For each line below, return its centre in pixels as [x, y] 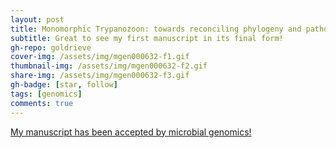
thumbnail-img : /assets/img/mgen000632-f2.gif [109, 66]
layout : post [37, 19]
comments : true [42, 103]
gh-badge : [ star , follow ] [64, 85]
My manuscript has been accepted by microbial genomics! [131, 132]
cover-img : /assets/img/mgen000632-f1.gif [100, 57]
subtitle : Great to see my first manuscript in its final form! [147, 38]
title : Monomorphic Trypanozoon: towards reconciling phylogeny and [156, 29]
